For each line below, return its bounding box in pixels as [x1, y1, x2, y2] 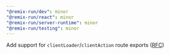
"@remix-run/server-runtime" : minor [6, 20, 98, 26]
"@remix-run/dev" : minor [6, 8, 69, 15]
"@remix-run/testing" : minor [6, 25, 80, 31]
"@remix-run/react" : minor [6, 14, 74, 20]
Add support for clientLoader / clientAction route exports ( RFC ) [6, 42, 165, 49]
